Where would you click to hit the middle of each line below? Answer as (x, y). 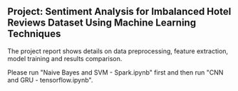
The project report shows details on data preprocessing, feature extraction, (118, 51)
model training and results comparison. (65, 58)
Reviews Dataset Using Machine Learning (102, 23)
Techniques (34, 34)
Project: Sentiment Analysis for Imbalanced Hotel (119, 12)
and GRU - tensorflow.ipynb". (50, 80)
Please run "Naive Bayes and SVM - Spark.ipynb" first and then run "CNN (115, 72)
